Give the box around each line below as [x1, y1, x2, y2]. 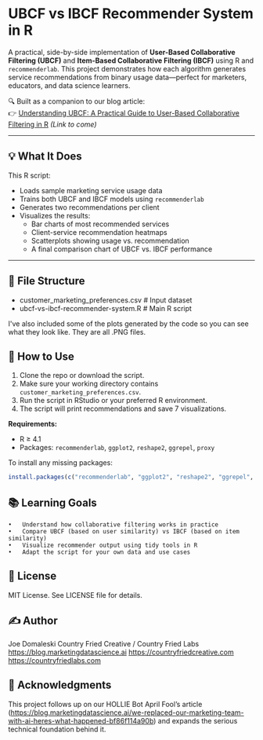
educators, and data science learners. [8, 80, 131, 90]
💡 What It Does [8, 150, 82, 163]
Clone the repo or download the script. [19, 371, 145, 380]
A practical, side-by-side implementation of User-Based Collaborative [8, 47, 236, 57]
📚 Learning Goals [8, 496, 98, 509]
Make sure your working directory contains [19, 379, 159, 389]
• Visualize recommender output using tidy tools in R [8, 541, 198, 550]
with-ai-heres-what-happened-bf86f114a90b [8, 716, 154, 725]
